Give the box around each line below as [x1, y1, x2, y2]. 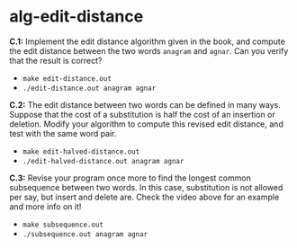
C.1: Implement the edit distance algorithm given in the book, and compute [9, 36, 285, 47]
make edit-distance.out [22, 74, 112, 83]
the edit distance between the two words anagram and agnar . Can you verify [9, 45, 289, 56]
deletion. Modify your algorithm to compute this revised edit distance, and [9, 119, 283, 129]
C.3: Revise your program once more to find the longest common [9, 173, 252, 183]
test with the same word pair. [9, 128, 117, 138]
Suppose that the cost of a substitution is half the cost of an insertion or [9, 109, 276, 120]
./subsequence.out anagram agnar [22, 229, 148, 239]
